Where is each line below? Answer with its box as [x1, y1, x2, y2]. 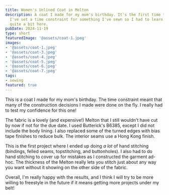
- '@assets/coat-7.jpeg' [5, 69, 57, 74]
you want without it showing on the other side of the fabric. [5, 164, 128, 170]
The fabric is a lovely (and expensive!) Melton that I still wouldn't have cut [5, 117, 158, 123]
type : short [5, 31, 30, 36]
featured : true [5, 82, 37, 87]
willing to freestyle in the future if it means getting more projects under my [5, 179, 159, 185]
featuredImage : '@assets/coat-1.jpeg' [5, 36, 87, 41]
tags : [5, 73, 17, 78]
